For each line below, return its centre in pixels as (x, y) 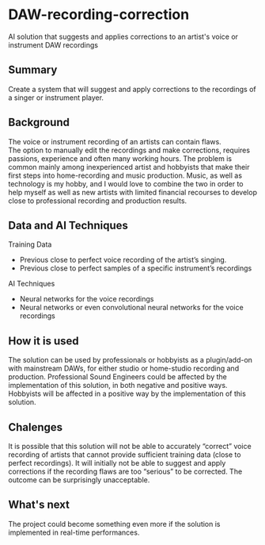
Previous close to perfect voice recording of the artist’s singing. (123, 260)
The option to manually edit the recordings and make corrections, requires (129, 150)
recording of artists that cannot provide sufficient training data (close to (125, 455)
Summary (33, 70)
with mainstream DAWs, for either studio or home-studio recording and (124, 368)
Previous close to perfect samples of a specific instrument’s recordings (136, 268)
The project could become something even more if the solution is (114, 524)
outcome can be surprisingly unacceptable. (79, 480)
